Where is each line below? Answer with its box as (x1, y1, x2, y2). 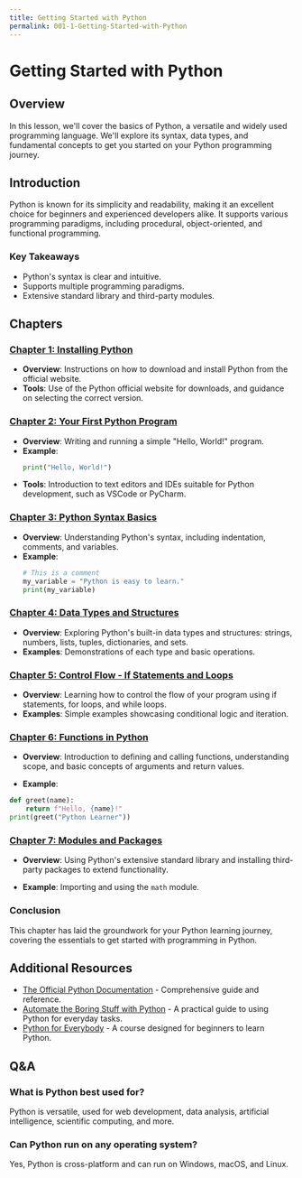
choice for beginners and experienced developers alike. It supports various (9, 209, 288, 219)
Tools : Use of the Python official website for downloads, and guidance (22, 383, 285, 394)
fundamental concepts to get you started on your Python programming (9, 139, 272, 150)
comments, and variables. (22, 541, 119, 552)
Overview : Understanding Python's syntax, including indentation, (22, 532, 266, 543)
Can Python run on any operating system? (9, 1138, 198, 1151)
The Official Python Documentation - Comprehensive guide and (22, 985, 260, 996)
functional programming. (9, 227, 102, 239)
